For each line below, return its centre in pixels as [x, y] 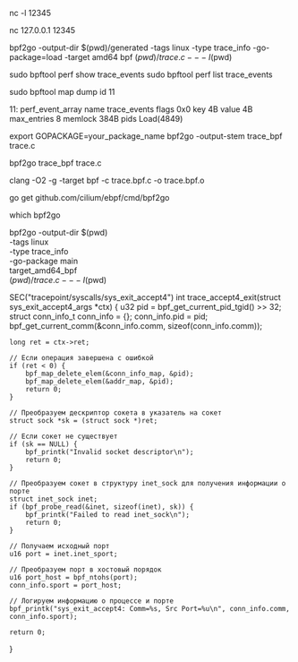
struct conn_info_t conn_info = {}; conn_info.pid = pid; [109, 316]
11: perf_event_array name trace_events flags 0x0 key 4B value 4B [131, 109]
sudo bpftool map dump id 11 [62, 92]
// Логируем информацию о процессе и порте [92, 601]
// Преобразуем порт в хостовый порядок [86, 570]
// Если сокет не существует [64, 436]
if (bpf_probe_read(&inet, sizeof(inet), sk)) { [102, 507]
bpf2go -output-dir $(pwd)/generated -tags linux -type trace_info [130, 47]
